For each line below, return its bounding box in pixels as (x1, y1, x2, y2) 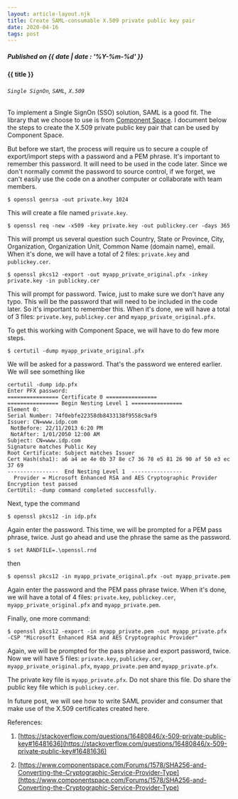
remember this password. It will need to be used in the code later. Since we (7, 160, 227, 168)
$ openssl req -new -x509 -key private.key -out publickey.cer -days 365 (7, 222, 231, 229)
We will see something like (7, 367, 85, 376)
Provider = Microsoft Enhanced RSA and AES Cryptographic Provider (13, 474, 218, 482)
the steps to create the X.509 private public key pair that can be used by (7, 124, 220, 132)
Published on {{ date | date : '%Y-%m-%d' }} (7, 52, 144, 60)
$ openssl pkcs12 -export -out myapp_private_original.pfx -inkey (7, 271, 208, 278)
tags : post (7, 30, 40, 38)
